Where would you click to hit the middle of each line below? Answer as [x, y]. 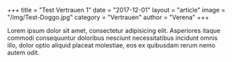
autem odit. [23, 52]
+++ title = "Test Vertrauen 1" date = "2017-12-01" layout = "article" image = [116, 10]
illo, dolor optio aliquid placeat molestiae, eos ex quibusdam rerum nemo [111, 45]
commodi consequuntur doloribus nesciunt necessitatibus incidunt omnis [113, 38]
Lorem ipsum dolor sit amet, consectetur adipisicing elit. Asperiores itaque [114, 31]
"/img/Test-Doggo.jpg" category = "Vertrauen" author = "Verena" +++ [108, 17]
